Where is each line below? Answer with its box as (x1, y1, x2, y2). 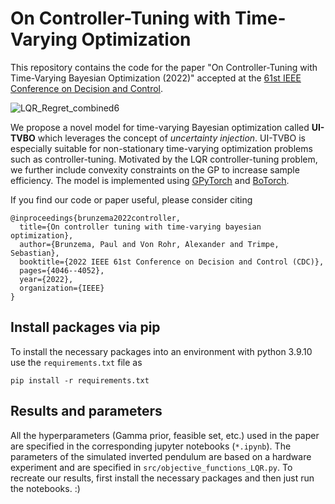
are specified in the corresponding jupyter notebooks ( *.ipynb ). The (10, 440, 292, 452)
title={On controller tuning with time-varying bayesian (19, 222, 262, 232)
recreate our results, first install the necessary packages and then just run (10, 472, 315, 484)
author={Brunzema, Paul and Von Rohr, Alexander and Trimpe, (19, 239, 280, 249)
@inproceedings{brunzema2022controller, (10, 213, 182, 223)
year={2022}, (19, 274, 74, 284)
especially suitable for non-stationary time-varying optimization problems (10, 142, 313, 154)
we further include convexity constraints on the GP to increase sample (10, 163, 300, 176)
